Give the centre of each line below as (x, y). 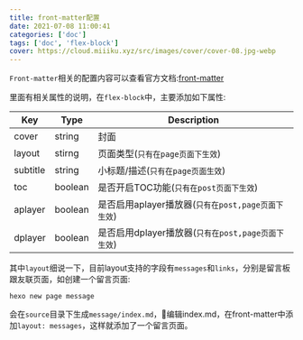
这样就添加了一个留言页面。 (141, 326)
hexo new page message (52, 297)
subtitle (30, 170)
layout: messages (50, 326)
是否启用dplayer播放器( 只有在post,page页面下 (191, 233)
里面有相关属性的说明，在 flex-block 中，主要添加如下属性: (118, 97)
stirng (67, 153)
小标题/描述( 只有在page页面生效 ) (162, 170)
